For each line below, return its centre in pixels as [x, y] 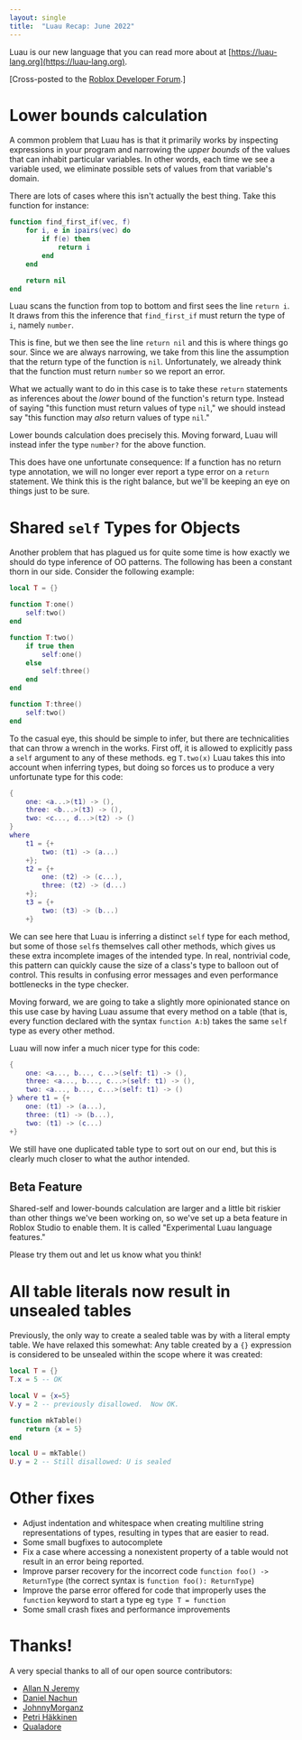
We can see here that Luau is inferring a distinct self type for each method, [150, 936]
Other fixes [52, 1498]
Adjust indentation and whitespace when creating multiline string [143, 1523]
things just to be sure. [50, 491]
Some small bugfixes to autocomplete [92, 1542]
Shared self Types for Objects [125, 528]
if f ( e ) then [66, 239]
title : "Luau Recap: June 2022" [72, 26]
